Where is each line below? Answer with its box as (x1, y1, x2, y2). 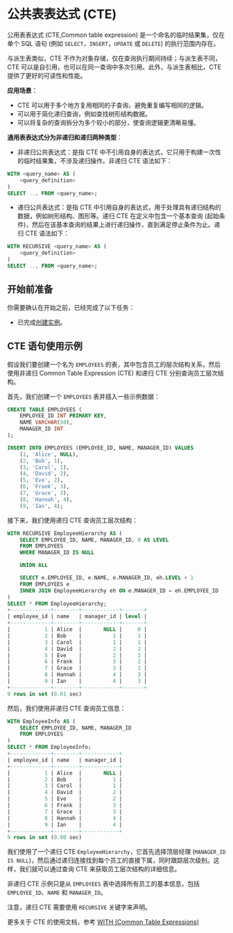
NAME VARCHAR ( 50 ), (19, 419, 73, 426)
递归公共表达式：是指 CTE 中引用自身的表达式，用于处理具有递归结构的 (17, 203, 222, 212)
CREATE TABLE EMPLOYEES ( (7, 406, 82, 413)
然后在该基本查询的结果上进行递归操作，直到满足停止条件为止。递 (31, 220, 221, 229)
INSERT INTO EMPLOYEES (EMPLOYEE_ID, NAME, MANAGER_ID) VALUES (7, 444, 194, 452)
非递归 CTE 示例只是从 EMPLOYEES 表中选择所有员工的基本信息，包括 (7, 880, 200, 888)
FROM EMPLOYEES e (19, 581, 70, 588)
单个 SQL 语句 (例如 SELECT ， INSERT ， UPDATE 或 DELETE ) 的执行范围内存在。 (7, 39, 220, 47)
